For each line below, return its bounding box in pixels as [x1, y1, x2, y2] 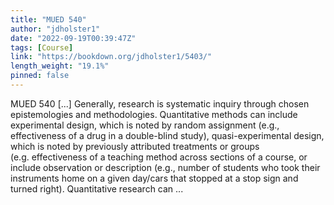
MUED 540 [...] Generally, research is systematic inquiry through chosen [10, 97, 310, 110]
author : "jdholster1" [10, 24, 101, 34]
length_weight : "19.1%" [10, 61, 110, 71]
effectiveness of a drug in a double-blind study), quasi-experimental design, [10, 129, 325, 141]
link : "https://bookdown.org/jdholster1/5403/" [10, 52, 213, 62]
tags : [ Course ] [10, 42, 74, 53]
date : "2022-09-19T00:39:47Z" [10, 33, 137, 43]
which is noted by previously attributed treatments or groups [10, 140, 260, 152]
